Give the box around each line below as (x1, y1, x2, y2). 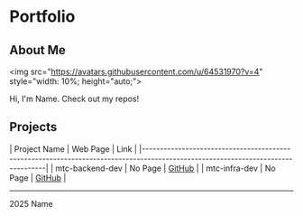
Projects (9, 119, 58, 135)
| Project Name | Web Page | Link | (9, 143, 138, 155)
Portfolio (9, 6, 76, 27)
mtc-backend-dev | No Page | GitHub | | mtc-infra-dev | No (55, 163, 277, 174)
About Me (9, 42, 66, 58)
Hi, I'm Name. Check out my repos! (9, 93, 140, 104)
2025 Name (9, 198, 53, 209)
